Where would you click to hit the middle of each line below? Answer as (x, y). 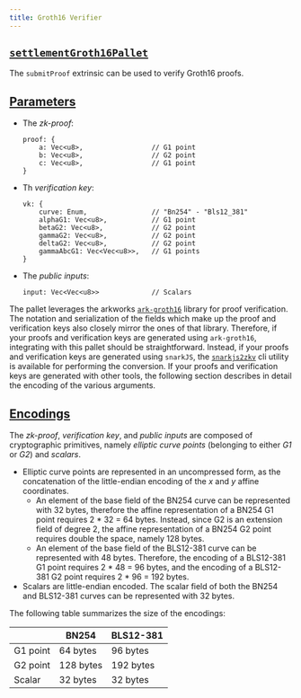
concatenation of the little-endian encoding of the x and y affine (141, 482)
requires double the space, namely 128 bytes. (120, 539)
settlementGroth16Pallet (79, 53)
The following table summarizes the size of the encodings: (118, 614)
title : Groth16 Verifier (56, 18)
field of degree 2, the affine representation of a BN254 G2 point (154, 529)
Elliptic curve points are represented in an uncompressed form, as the (151, 472)
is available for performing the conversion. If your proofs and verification (144, 367)
